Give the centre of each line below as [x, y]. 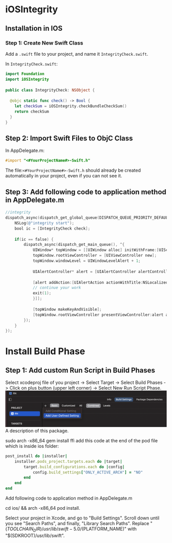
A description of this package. [37, 431]
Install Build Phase [45, 352]
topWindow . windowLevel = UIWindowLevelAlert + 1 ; [87, 261]
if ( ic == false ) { [34, 239]
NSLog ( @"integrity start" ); [44, 223]
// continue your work [57, 288]
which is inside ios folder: [32, 446]
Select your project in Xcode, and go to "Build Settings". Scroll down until [82, 518]
